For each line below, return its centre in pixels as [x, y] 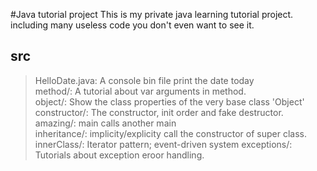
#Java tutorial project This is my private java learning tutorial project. [152, 14]
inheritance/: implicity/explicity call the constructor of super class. [171, 133]
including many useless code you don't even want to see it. [132, 25]
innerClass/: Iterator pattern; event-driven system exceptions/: [163, 144]
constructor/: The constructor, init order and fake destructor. [159, 112]
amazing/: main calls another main [105, 123]
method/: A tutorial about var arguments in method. [140, 91]
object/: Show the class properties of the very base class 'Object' [169, 101]
